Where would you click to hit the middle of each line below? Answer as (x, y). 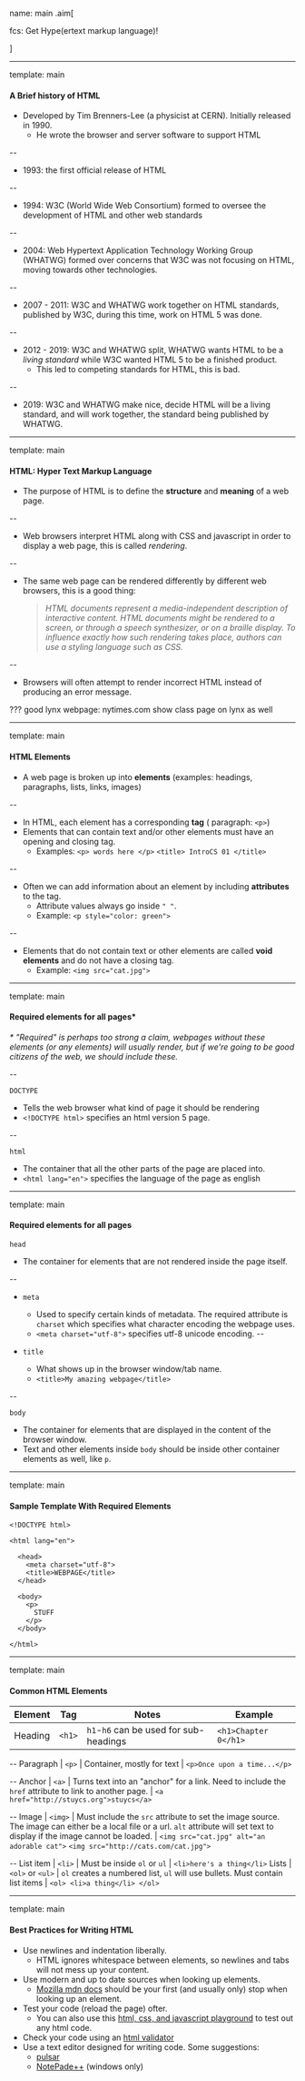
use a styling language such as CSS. (114, 647)
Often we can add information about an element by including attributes (156, 886)
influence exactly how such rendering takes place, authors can (163, 637)
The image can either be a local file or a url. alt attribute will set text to (142, 1827)
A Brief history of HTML (55, 96)
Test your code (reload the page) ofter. (95, 2008)
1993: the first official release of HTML (94, 170)
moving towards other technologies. (90, 270)
